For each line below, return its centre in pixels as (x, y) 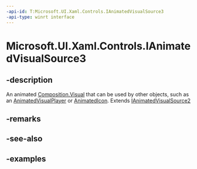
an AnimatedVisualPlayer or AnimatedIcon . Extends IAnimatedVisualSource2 (98, 100)
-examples (26, 159)
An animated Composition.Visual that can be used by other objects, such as (98, 94)
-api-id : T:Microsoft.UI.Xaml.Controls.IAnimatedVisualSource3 (85, 11)
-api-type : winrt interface (40, 17)
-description (29, 80)
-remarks (23, 119)
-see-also (24, 139)
